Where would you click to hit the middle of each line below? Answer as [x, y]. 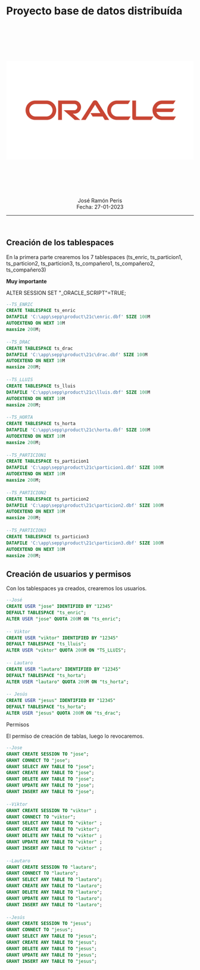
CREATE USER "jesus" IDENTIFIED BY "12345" [61, 701]
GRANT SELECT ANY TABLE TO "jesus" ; [51, 936]
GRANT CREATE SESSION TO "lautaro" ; [51, 867]
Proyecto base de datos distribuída [94, 11]
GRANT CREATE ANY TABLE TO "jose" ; [50, 773]
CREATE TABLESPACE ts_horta [41, 424]
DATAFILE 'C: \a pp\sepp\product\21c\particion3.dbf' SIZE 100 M [85, 543]
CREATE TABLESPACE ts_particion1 [48, 461]
